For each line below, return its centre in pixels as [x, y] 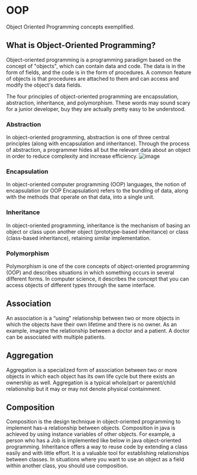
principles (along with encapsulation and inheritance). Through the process [98, 144]
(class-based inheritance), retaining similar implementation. [78, 238]
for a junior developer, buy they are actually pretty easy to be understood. [96, 109]
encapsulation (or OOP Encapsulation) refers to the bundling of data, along [97, 191]
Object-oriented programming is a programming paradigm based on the [94, 59]
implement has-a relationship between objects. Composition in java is [91, 428]
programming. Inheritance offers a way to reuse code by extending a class [97, 447]
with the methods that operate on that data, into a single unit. [80, 197]
